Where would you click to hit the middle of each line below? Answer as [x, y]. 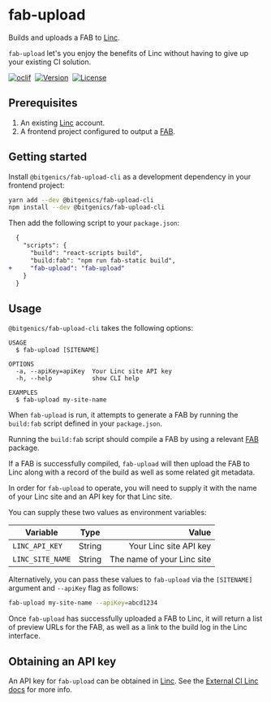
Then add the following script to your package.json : [94, 223]
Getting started [48, 157]
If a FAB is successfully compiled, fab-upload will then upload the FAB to [129, 464]
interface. [24, 636]
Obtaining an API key [62, 661]
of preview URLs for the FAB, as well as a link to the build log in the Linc [128, 627]
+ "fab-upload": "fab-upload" [67, 268]
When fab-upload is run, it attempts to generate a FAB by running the [123, 415]
